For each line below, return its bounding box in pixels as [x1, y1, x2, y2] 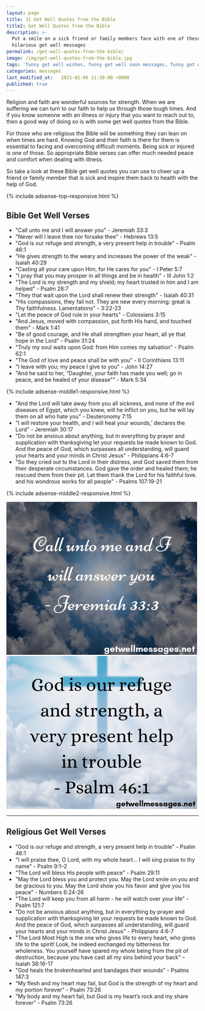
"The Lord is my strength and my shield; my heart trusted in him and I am [15, 278, 199, 286]
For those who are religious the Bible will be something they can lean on [6, 130, 187, 137]
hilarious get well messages [12, 42, 86, 48]
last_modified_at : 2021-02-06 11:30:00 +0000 [6, 74, 130, 81]
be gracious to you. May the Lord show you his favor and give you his [15, 882, 190, 889]
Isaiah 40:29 [15, 259, 47, 266]
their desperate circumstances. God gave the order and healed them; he [15, 465, 197, 472]
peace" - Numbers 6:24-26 [15, 888, 84, 896]
